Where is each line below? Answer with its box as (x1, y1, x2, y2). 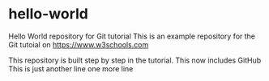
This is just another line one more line (8, 63, 134, 73)
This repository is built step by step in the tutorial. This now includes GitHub (8, 55, 262, 65)
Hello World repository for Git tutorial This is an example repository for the (8, 31, 256, 41)
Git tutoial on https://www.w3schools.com (8, 39, 149, 49)
